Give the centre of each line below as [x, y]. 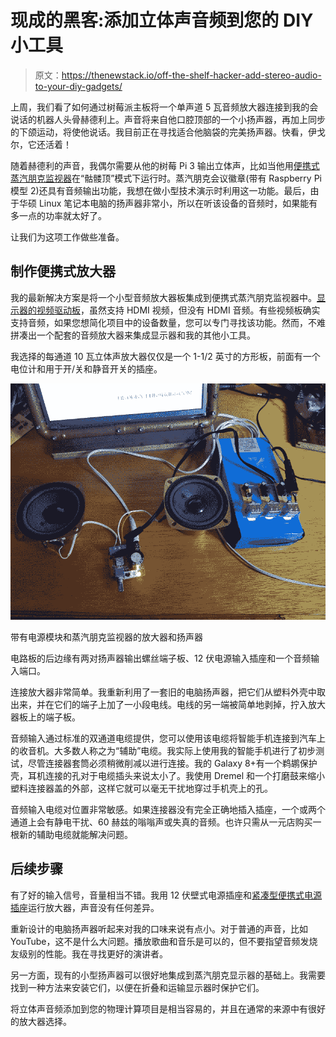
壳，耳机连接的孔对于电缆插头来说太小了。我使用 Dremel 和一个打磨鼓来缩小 [167, 775]
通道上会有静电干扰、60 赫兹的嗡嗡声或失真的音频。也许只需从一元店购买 [161, 822]
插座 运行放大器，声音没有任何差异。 [85, 907]
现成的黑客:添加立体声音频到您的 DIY [162, 20]
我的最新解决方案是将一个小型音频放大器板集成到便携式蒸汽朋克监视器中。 [163, 297]
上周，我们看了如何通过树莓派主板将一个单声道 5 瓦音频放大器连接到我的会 [164, 107]
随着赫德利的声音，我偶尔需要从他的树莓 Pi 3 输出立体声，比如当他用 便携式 [165, 165]
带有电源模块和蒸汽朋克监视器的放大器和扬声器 [106, 637]
